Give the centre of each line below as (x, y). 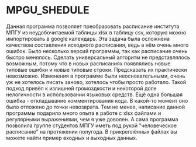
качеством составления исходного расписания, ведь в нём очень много (97, 45)
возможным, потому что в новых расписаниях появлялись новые (88, 63)
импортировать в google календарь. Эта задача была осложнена (88, 38)
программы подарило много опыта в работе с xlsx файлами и (84, 113)
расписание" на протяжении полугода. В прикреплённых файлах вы (92, 131)
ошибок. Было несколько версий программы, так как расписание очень (97, 51)
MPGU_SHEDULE (48, 10)
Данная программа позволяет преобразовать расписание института (93, 26)
